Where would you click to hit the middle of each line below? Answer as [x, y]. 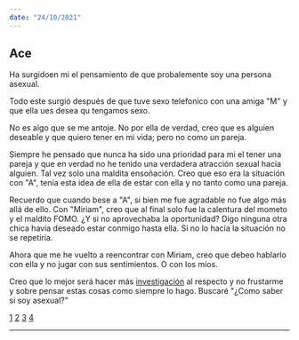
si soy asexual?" [39, 300]
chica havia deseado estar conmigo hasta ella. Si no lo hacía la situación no [148, 228]
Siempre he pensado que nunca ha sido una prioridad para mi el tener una [145, 154]
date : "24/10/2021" [45, 17]
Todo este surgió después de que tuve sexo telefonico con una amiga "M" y [148, 101]
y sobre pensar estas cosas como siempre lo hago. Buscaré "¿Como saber [146, 291]
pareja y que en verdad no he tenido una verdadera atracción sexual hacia [145, 164]
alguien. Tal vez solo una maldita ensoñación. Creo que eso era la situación [147, 173]
